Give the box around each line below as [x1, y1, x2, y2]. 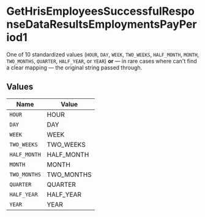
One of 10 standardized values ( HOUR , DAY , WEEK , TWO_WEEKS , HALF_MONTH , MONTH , [6, 50, 199, 58]
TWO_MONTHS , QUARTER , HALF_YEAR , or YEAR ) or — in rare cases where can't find [6, 57, 197, 65]
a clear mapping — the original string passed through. [6, 63, 143, 71]
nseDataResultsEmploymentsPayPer [6, 17, 197, 31]
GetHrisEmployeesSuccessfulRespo [6, 4, 195, 18]
